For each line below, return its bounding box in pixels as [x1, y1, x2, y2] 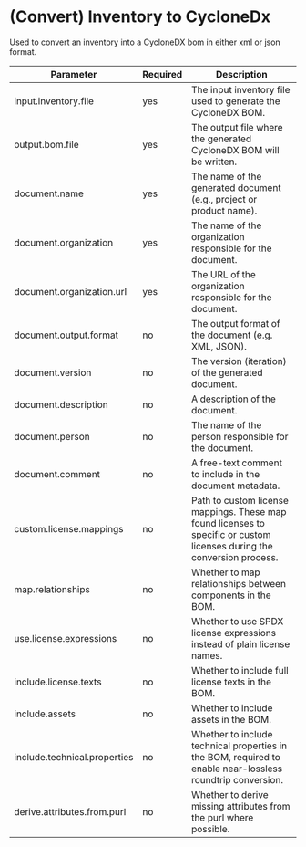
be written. [190, 155, 238, 168]
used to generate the [190, 94, 280, 107]
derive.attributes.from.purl [14, 805, 127, 818]
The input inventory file [190, 83, 291, 96]
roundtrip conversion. [190, 773, 284, 786]
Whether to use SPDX [190, 614, 284, 627]
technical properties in [190, 739, 288, 752]
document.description [14, 398, 109, 411]
